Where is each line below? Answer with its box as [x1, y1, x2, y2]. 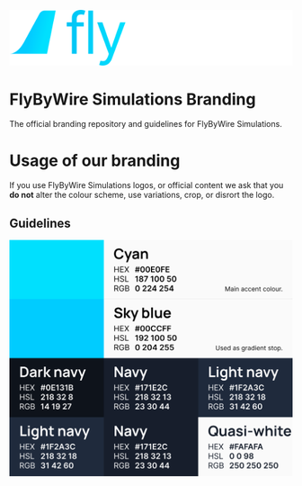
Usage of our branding [9, 150, 181, 171]
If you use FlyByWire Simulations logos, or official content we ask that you [9, 180, 284, 191]
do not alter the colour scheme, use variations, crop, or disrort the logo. [9, 190, 275, 201]
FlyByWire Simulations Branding [9, 89, 256, 109]
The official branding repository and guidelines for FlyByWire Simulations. [9, 119, 283, 130]
